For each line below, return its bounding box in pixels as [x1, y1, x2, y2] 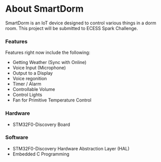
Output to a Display [12, 70, 53, 76]
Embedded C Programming [12, 151, 70, 157]
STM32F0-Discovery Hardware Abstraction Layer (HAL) [12, 145, 130, 151]
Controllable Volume [12, 86, 55, 92]
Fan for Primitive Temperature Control [12, 97, 92, 103]
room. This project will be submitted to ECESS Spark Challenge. [5, 25, 138, 31]
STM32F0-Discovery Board [12, 121, 70, 127]
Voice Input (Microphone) [12, 64, 66, 71]
